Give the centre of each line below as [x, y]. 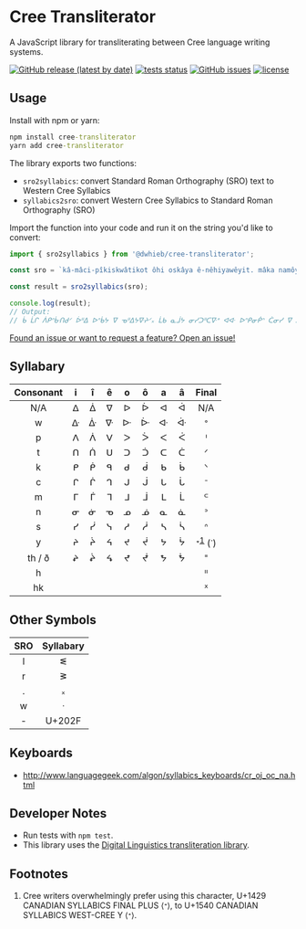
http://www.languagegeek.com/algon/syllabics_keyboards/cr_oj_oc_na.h [159, 775]
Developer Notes [58, 813]
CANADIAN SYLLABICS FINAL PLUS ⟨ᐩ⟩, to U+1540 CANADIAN [140, 905]
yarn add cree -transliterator [67, 145]
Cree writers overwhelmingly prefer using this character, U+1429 [144, 896]
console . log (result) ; [51, 303]
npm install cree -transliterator [73, 137]
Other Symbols [53, 620]
